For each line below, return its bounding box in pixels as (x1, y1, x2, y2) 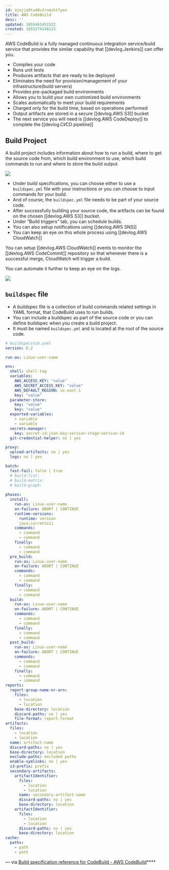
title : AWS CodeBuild (5, 12, 52, 17)
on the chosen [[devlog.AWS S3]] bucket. (12, 213, 101, 219)
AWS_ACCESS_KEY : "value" (14, 378, 67, 383)
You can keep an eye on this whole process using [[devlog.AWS (12, 229, 147, 235)
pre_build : (10, 554, 33, 559)
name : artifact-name (10, 740, 54, 745)
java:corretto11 (18, 521, 54, 526)
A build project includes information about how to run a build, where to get (5, 150, 162, 156)
